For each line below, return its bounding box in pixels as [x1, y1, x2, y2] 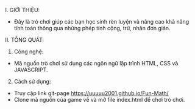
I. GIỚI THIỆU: [5, 7, 40, 13]
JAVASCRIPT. [13, 66, 49, 73]
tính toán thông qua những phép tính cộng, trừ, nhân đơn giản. [13, 25, 171, 31]
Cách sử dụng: [13, 78, 51, 85]
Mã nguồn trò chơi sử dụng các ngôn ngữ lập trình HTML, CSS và [13, 60, 179, 67]
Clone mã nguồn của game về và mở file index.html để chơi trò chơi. [13, 96, 185, 103]
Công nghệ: [13, 48, 44, 55]
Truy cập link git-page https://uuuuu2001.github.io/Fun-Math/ [13, 90, 169, 97]
